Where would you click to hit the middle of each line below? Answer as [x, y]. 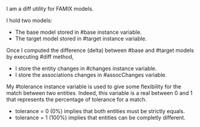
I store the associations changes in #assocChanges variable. [91, 75]
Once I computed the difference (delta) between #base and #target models [100, 50]
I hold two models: [29, 20]
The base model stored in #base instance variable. [78, 32]
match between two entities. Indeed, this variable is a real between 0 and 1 [99, 93]
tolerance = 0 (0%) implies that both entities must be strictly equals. [100, 111]
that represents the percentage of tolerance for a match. [77, 99]
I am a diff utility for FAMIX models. [50, 9]
